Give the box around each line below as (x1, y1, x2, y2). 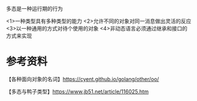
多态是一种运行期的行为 (6, 5, 63, 12)
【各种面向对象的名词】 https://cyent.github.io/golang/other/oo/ (6, 75, 159, 82)
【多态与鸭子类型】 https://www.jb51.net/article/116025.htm (6, 87, 149, 95)
